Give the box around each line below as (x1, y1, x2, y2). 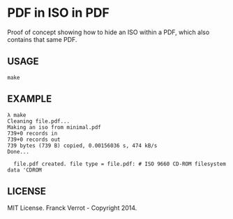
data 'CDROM (7, 166, 42, 174)
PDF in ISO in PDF (7, 5, 110, 21)
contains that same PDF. (7, 35, 77, 43)
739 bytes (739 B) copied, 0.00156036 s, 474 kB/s (7, 142, 158, 149)
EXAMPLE (7, 93, 52, 105)
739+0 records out (7, 136, 61, 143)
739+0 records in (7, 130, 58, 137)
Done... (7, 148, 30, 155)
